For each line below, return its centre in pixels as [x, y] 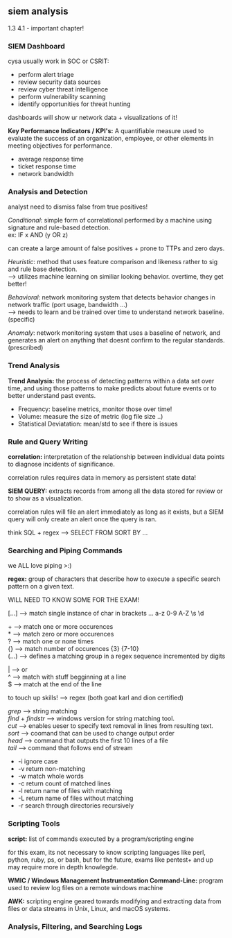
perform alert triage [46, 75]
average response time [51, 159]
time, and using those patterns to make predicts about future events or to [112, 388]
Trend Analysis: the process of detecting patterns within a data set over [111, 381]
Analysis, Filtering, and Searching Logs [75, 926]
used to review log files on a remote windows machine [86, 887]
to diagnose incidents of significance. [61, 464]
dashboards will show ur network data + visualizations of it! [92, 118]
